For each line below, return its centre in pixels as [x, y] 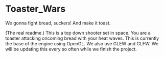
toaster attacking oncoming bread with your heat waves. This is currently [82, 38]
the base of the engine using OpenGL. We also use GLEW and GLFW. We [82, 43]
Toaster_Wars [36, 9]
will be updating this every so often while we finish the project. [71, 49]
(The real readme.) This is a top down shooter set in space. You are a [78, 33]
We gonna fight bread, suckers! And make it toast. [58, 23]
